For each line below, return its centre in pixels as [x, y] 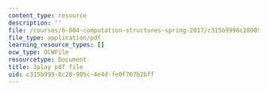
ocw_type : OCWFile [39, 52]
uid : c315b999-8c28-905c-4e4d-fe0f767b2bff [81, 74]
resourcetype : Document [48, 60]
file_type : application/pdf [55, 38]
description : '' [35, 23]
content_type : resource [48, 15]
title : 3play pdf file [46, 67]
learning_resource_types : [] [56, 45]
